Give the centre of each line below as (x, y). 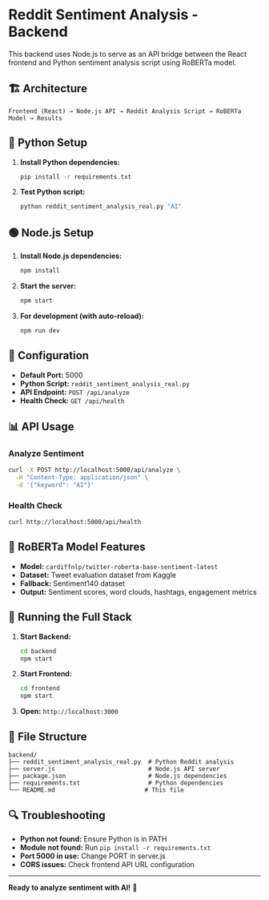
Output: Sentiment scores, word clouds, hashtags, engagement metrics (139, 591)
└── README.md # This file (96, 790)
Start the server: (48, 286)
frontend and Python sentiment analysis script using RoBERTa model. (122, 63)
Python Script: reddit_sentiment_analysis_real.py (104, 383)
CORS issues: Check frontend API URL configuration (107, 864)
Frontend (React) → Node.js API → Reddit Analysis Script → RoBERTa (125, 111)
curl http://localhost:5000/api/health (75, 523)
